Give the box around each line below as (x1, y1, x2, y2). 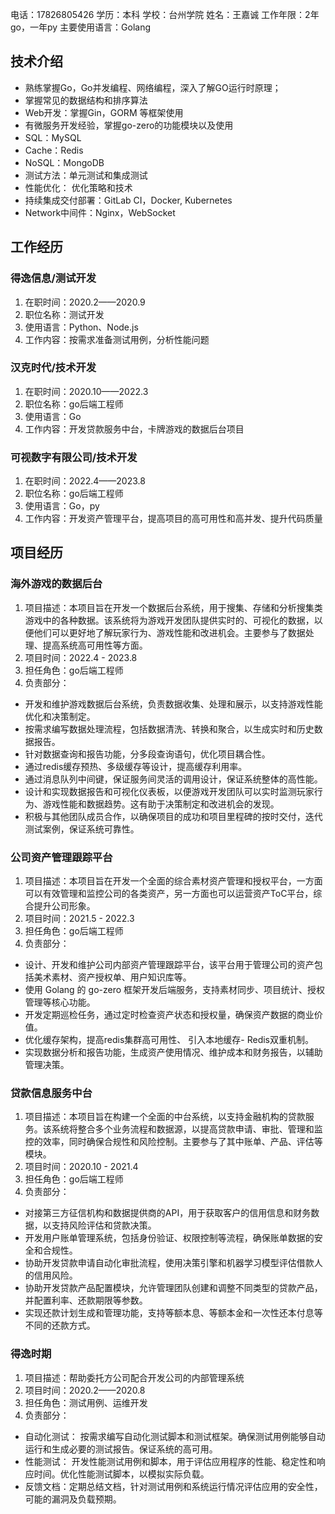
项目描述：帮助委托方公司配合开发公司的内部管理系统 (24, 1371, 245, 1383)
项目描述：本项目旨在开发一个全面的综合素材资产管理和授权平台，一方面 (24, 875, 323, 887)
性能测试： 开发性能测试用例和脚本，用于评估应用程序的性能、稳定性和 (24, 1455, 317, 1467)
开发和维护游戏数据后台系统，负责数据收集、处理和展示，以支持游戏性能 (24, 698, 323, 710)
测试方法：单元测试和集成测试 (24, 169, 148, 181)
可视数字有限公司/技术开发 (10, 450, 138, 464)
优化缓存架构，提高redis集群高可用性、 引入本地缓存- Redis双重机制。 (24, 1034, 314, 1046)
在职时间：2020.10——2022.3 (24, 385, 149, 397)
